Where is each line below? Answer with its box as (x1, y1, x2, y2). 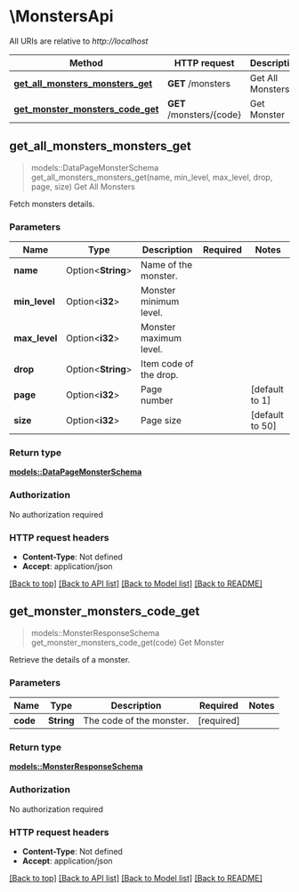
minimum (141, 295, 180, 308)
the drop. (141, 369, 179, 382)
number (141, 394, 174, 406)
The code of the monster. (83, 714, 190, 727)
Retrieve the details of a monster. (9, 654, 131, 664)
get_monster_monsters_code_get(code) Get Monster (30, 637, 225, 647)
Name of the (141, 259, 193, 271)
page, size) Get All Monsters (30, 181, 135, 192)
